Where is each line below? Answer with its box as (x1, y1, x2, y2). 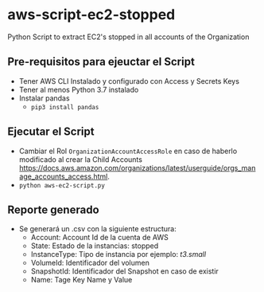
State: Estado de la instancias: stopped (30, 241, 159, 251)
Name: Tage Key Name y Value (30, 275, 133, 285)
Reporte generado (7, 203, 100, 216)
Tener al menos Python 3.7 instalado (18, 85, 139, 94)
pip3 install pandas (30, 103, 99, 111)
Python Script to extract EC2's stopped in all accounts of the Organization (7, 32, 250, 41)
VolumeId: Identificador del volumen (30, 258, 150, 268)
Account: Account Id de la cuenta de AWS (30, 233, 169, 243)
